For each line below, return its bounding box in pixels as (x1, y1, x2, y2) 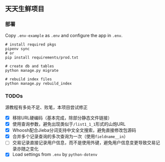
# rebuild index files (5, 76, 52, 82)
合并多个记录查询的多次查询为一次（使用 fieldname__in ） (12, 133, 128, 140)
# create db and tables (5, 63, 55, 68)
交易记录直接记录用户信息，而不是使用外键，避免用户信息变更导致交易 (12, 140, 156, 146)
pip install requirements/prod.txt (5, 55, 79, 60)
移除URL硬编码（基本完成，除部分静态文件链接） (12, 114, 112, 120)
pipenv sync (5, 46, 30, 51)
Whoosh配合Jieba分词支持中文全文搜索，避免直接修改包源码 (12, 127, 136, 133)
